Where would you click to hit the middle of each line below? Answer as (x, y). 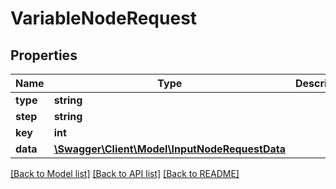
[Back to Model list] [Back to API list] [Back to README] (125, 173)
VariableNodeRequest (104, 18)
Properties (44, 55)
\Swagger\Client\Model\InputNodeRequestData (169, 149)
